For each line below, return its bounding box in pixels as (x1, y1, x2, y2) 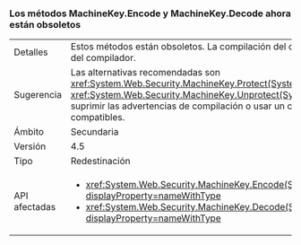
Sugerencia (13, 89, 63, 101)
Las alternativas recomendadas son (70, 66, 221, 79)
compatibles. (70, 111, 125, 124)
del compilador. (70, 52, 136, 65)
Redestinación (70, 155, 131, 168)
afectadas (13, 201, 56, 214)
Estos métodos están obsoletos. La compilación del (70, 40, 287, 53)
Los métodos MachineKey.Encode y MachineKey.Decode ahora (9, 7, 291, 20)
